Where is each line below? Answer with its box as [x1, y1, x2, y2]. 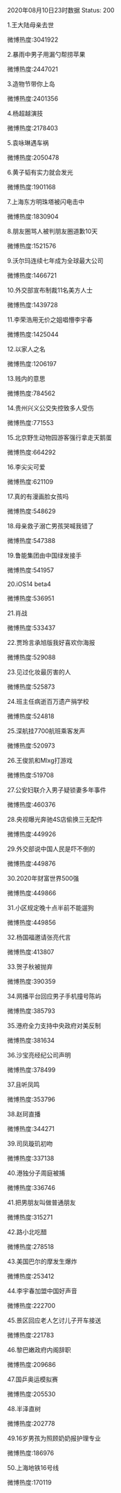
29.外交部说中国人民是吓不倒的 [7, 845, 95, 853]
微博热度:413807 [7, 948, 55, 956]
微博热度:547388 [7, 537, 56, 544]
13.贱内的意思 [7, 374, 46, 383]
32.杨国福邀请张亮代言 [7, 933, 71, 941]
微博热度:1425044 [7, 330, 59, 338]
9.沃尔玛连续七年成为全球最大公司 [7, 257, 104, 265]
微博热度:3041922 [7, 35, 59, 44]
